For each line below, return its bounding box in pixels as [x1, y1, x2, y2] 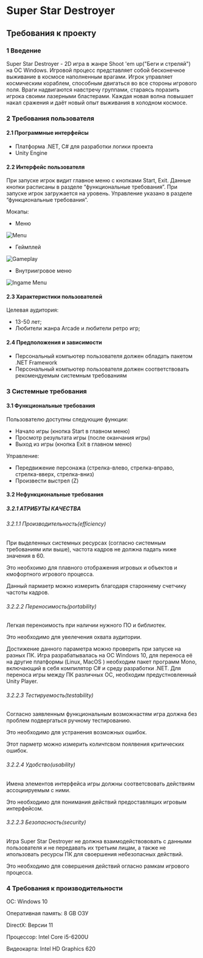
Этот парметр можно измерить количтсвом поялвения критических [6, 740, 184, 748]
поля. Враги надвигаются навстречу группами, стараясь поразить [6, 86, 180, 93]
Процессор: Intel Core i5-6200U [6, 934, 89, 941]
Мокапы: [6, 208, 29, 215]
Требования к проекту [6, 28, 97, 38]
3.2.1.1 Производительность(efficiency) [6, 520, 106, 527]
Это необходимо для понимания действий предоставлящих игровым [6, 798, 187, 806]
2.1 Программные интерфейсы [6, 129, 89, 137]
